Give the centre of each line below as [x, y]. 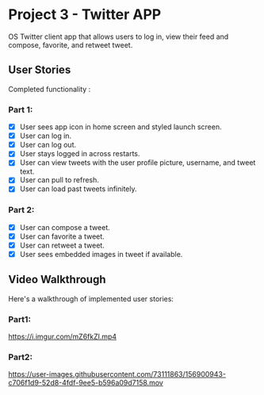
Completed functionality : [50, 89]
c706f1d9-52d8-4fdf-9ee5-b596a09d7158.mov [86, 383]
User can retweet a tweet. [62, 245]
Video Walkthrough [57, 280]
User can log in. [46, 136]
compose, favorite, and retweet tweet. [71, 44]
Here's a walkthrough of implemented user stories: [91, 298]
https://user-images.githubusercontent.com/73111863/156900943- [117, 374]
